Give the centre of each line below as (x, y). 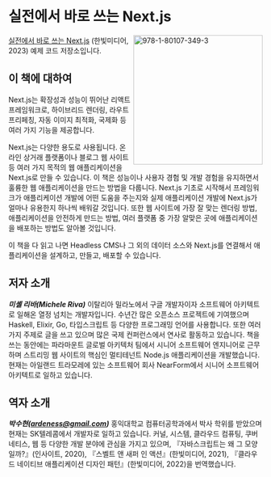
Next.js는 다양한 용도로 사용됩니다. (63, 147)
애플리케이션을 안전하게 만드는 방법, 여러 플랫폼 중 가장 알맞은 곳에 (113, 217)
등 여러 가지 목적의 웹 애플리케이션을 (65, 167)
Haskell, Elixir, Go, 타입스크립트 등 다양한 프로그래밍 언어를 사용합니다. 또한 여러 (135, 324)
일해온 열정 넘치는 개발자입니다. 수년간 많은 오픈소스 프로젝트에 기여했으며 (133, 314)
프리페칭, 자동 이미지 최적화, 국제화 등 (67, 120)
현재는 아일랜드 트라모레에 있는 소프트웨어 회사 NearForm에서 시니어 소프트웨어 (134, 365)
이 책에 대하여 (40, 79)
